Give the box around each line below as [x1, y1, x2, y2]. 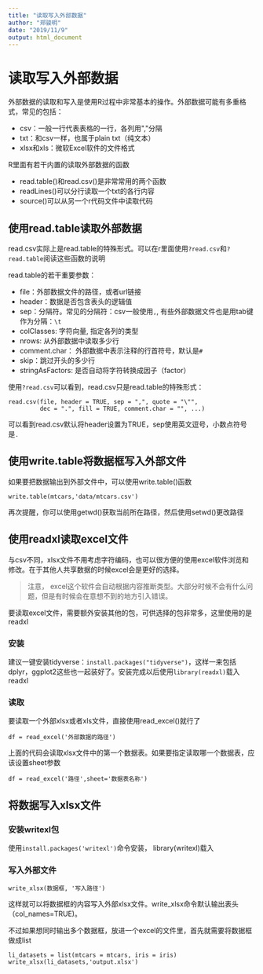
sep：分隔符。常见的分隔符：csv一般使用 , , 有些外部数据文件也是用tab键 [19, 307, 254, 316]
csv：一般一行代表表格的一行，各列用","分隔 [19, 123, 163, 134]
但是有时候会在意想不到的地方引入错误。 [41, 591, 173, 601]
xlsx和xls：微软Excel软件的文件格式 [19, 143, 135, 153]
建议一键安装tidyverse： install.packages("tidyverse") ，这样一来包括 [8, 657, 237, 666]
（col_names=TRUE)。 [8, 909, 82, 919]
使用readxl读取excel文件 [8, 533, 129, 546]
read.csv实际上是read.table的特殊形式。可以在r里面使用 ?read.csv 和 [8, 244, 228, 253]
